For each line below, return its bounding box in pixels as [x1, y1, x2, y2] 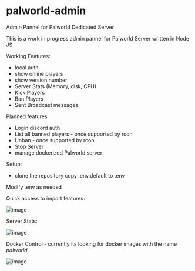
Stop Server [14, 143, 44, 150]
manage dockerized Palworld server [14, 149, 103, 156]
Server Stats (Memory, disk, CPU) [14, 82, 97, 89]
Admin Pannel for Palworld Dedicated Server [6, 24, 115, 31]
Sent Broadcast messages [14, 101, 79, 108]
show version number [14, 76, 68, 83]
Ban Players [14, 95, 44, 102]
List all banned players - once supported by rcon [14, 131, 133, 138]
